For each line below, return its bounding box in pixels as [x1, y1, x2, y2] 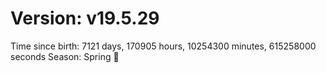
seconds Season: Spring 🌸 [10, 50, 120, 62]
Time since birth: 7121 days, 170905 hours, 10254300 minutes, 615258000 [10, 40, 317, 52]
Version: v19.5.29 [10, 7, 160, 30]
